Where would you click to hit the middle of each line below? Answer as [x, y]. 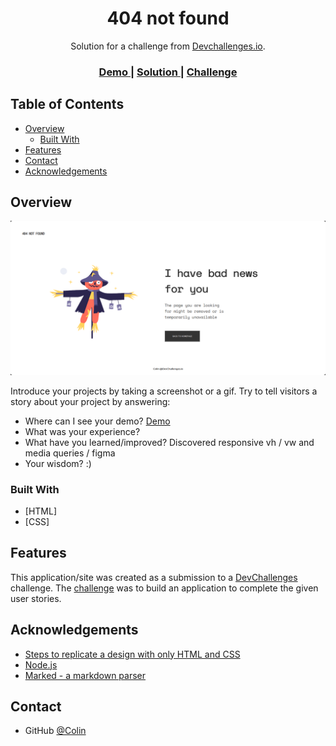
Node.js [41, 664]
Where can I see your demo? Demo [97, 421]
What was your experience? [82, 431]
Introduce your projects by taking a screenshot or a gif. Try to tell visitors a [164, 391]
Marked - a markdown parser [85, 675]
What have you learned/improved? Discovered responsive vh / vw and [169, 442]
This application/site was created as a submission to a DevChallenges [154, 577]
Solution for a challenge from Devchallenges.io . [168, 46]
